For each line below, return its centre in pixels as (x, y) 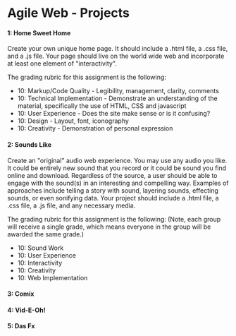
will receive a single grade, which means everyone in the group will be (109, 227)
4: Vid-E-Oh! (26, 310)
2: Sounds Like (29, 144)
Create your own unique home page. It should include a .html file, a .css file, (118, 49)
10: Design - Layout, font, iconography (73, 121)
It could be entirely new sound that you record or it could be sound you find (117, 168)
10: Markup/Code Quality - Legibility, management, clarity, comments (118, 91)
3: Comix (21, 294)
